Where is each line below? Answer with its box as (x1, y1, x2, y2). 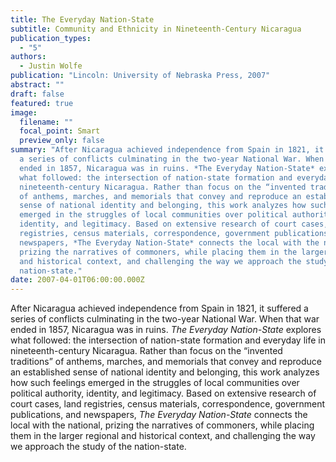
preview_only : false (19, 136, 105, 146)
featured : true (10, 98, 74, 108)
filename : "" (19, 117, 74, 127)
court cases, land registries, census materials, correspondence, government (10, 398, 326, 410)
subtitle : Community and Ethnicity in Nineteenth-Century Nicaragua (10, 24, 302, 34)
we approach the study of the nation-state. (10, 441, 187, 453)
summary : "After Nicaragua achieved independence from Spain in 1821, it (10, 145, 325, 155)
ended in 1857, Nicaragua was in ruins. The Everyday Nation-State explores (10, 324, 322, 336)
